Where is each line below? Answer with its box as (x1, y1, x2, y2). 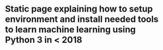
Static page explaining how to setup (5, 3, 153, 15)
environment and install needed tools (5, 14, 159, 25)
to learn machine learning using (5, 24, 136, 35)
